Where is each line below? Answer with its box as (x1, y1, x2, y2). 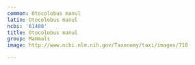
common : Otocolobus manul (7, 10, 81, 17)
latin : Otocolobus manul (7, 16, 78, 23)
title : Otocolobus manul (7, 29, 78, 36)
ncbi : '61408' (7, 23, 48, 29)
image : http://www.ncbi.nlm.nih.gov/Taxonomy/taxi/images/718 (7, 42, 188, 49)
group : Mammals (7, 36, 51, 42)
